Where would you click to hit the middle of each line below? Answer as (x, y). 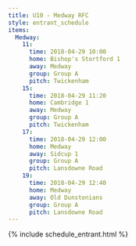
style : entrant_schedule (48, 23)
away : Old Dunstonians (66, 197)
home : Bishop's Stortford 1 (75, 60)
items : (19, 30)
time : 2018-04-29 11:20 (68, 96)
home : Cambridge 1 (59, 103)
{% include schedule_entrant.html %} (68, 234)
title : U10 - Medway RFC (48, 15)
